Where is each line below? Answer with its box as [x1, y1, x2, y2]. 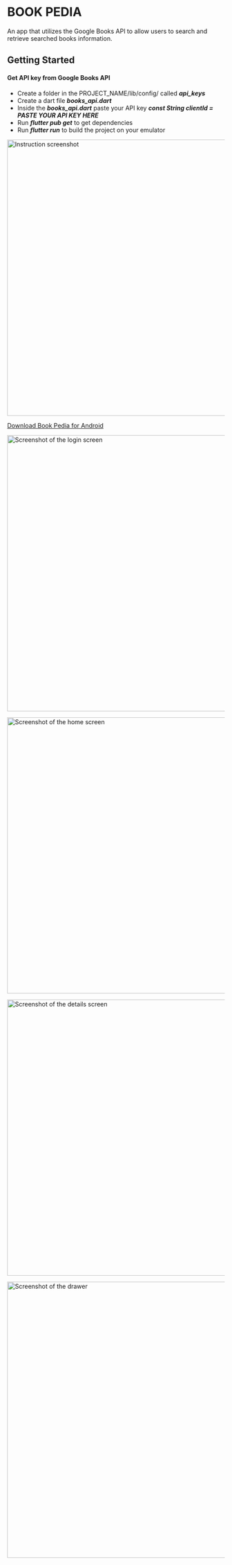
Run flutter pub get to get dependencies [17, 118, 133, 126]
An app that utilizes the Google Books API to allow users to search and [7, 27, 208, 35]
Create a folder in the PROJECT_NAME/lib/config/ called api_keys [17, 89, 206, 97]
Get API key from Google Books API [7, 73, 110, 81]
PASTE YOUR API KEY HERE [17, 111, 99, 119]
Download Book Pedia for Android [7, 421, 104, 429]
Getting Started [7, 55, 75, 66]
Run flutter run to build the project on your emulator [17, 126, 166, 134]
